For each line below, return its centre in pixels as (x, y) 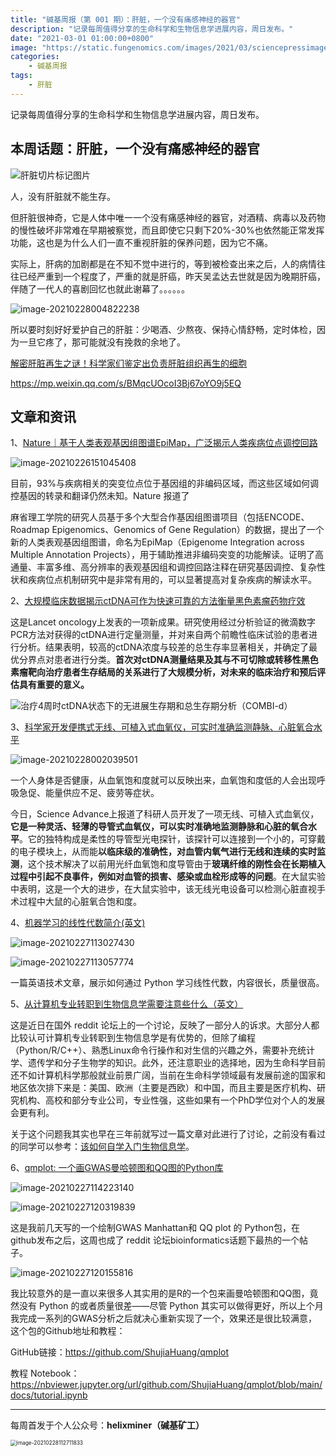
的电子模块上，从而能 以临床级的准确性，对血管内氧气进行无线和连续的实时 (163, 852)
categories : (35, 57)
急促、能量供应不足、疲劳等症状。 (89, 793)
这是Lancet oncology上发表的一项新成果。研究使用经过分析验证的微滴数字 (163, 622)
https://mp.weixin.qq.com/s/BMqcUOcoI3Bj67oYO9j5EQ (126, 383)
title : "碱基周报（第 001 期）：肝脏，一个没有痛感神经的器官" (125, 19)
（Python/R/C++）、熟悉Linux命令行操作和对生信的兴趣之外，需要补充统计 (162, 1050)
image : (24, 47)
